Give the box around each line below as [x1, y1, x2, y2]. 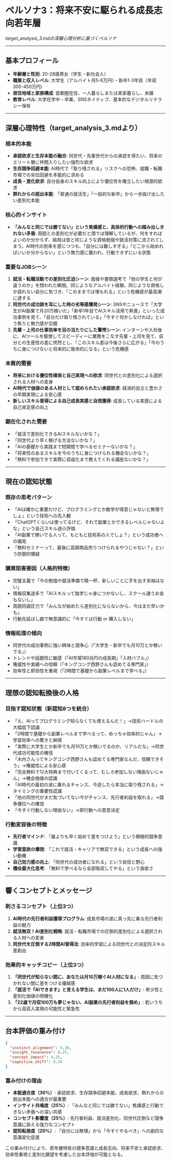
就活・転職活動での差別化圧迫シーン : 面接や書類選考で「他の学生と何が [12, 276, 163, 282]
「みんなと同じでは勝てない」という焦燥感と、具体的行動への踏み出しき [12, 224, 164, 230]
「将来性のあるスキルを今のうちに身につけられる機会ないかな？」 [12, 450, 151, 456]
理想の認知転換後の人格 [5, 688, 79, 698]
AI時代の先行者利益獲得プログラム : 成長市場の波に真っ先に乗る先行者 [12, 915, 158, 922]
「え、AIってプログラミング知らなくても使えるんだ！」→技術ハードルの [12, 717, 164, 724]
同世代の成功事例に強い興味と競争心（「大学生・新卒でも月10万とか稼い [12, 642, 163, 648]
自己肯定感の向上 [12, 404, 49, 410]
